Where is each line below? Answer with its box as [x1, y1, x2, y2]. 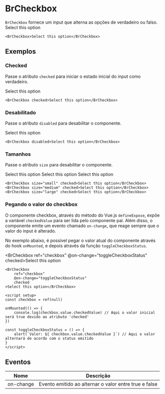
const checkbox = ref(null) [5, 297, 63, 302]
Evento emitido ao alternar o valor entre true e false [38, 381, 158, 388]
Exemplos [5, 47, 36, 56]
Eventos [5, 358, 31, 366]
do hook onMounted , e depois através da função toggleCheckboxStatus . [5, 242, 147, 249]
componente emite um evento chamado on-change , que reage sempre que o [5, 223, 159, 229]
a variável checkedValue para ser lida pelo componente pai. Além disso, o [5, 217, 153, 223]
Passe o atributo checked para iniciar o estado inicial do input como [5, 73, 141, 79]
